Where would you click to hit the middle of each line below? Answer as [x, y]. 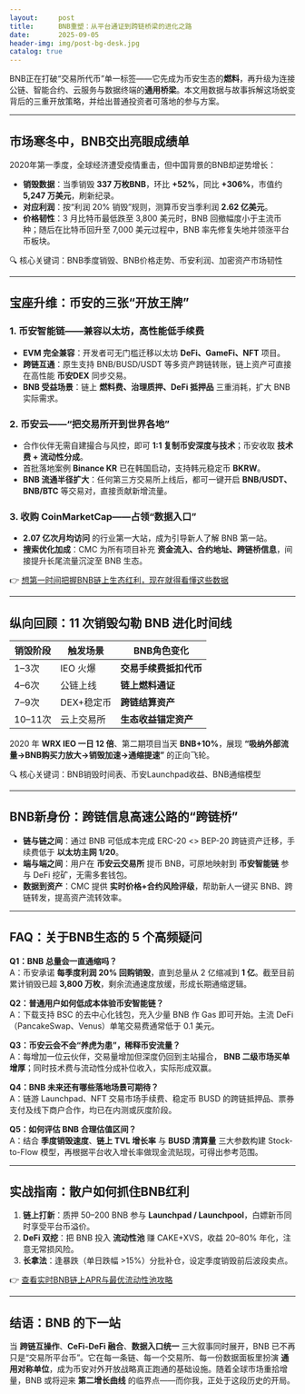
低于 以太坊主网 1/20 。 [81, 851]
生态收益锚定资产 [157, 720]
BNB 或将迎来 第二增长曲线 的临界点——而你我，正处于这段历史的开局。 [160, 1380]
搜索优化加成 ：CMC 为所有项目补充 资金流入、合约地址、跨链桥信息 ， [153, 550]
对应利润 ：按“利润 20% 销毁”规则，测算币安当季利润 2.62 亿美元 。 [148, 206]
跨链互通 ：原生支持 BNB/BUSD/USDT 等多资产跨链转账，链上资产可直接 [157, 363]
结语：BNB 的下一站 [65, 1323]
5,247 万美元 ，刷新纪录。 [71, 195]
